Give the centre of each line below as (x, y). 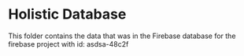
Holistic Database (67, 14)
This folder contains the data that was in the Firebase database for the (122, 36)
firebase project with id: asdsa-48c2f (68, 44)
